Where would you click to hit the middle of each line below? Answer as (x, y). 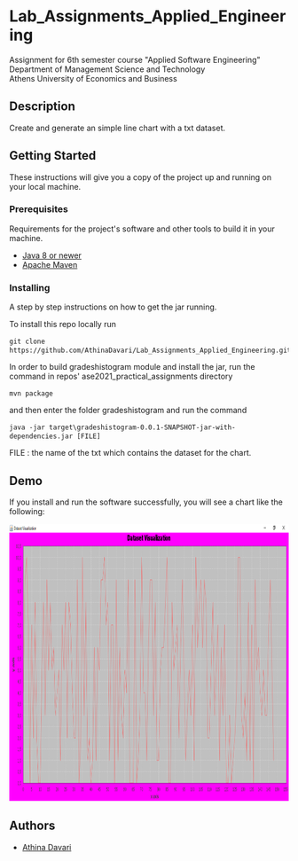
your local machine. (45, 186)
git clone (27, 342)
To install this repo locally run (63, 325)
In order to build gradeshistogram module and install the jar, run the (132, 367)
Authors (32, 826)
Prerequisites (39, 209)
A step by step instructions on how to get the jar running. (113, 307)
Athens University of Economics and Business (93, 78)
